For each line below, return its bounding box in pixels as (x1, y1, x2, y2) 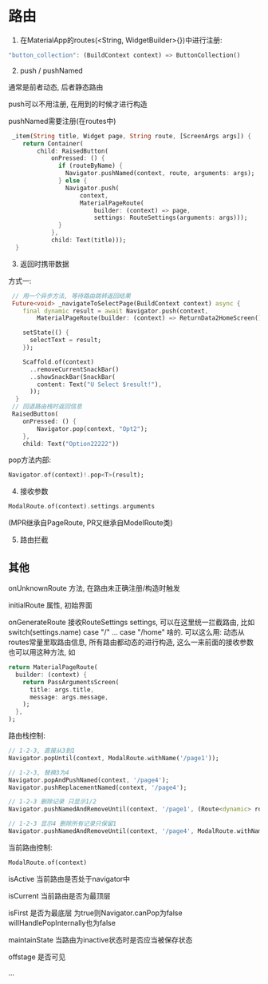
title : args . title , (29, 685, 94, 694)
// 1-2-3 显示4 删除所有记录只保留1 (8, 820, 117, 828)
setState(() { (22, 329, 69, 337)
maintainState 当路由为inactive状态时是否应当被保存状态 (8, 934, 193, 944)
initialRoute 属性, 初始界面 (8, 600, 93, 610)
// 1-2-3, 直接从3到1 (8, 747, 76, 755)
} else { (58, 177, 88, 185)
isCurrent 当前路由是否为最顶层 (8, 890, 111, 900)
